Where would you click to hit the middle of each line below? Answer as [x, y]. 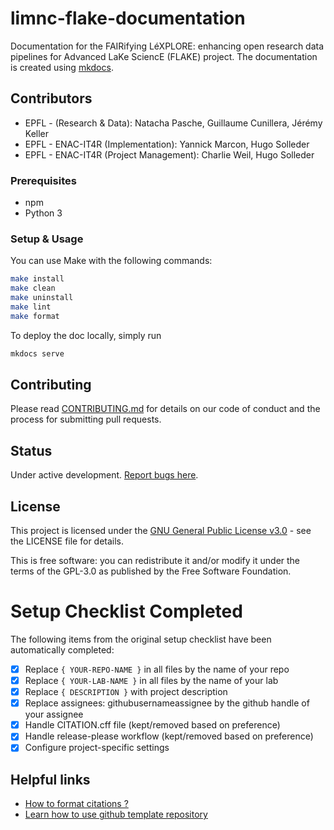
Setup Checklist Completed [126, 611]
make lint [31, 307]
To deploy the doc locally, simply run [86, 335]
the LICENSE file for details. [67, 541]
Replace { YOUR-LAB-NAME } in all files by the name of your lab [151, 681]
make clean [33, 288]
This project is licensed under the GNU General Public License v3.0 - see [161, 531]
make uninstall [42, 298]
